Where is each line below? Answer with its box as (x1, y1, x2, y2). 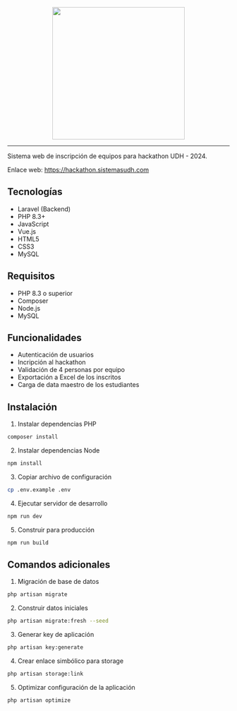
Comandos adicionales (7, 558, 111, 571)
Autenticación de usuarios (17, 350, 94, 359)
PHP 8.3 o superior (17, 289, 73, 297)
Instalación (7, 401, 58, 413)
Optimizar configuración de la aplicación (17, 683, 135, 691)
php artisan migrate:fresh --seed (7, 618, 109, 625)
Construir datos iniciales (17, 604, 88, 612)
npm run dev (7, 513, 42, 520)
